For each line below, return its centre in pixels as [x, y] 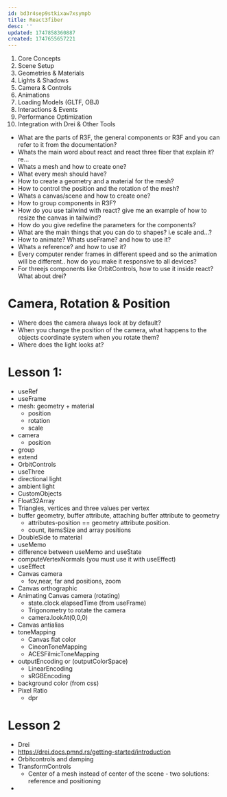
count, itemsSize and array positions [80, 530]
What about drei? [42, 276]
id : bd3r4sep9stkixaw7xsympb [49, 13]
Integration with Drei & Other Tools [67, 124]
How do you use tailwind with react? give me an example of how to [112, 211]
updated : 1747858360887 [42, 33]
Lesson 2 [34, 726]
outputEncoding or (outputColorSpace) [73, 661]
